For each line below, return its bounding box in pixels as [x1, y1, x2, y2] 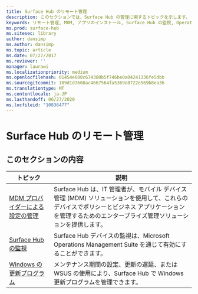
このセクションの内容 [6, 155, 84, 165]
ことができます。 [60, 249, 107, 257]
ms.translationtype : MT [6, 86, 65, 92]
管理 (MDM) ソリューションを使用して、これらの [54, 194, 189, 202]
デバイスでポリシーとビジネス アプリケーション [54, 202, 185, 211]
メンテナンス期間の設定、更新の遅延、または [54, 260, 178, 269]
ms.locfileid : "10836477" [6, 102, 70, 108]
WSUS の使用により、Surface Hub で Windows [54, 269, 184, 277]
